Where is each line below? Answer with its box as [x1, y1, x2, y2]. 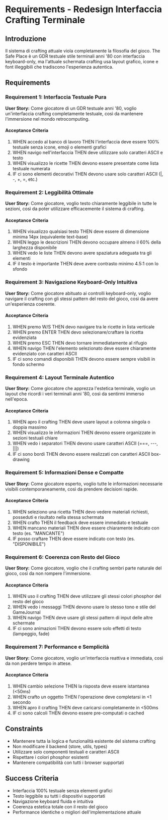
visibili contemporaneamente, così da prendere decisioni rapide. [5, 486, 138, 492]
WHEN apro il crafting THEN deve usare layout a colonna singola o [12, 419, 150, 425]
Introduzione [5, 34, 47, 43]
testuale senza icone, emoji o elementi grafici [12, 144, 107, 150]
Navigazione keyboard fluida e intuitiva [12, 798, 94, 804]
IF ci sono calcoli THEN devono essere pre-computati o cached [12, 710, 144, 716]
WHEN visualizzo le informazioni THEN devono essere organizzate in [12, 429, 156, 436]
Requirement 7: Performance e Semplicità [5, 643, 110, 650]
